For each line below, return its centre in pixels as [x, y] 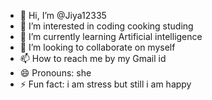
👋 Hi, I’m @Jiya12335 [63, 15]
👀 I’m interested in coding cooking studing [106, 26]
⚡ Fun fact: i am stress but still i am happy [105, 84]
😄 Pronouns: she [55, 73]
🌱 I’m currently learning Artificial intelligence [111, 36]
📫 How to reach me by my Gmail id [93, 58]
